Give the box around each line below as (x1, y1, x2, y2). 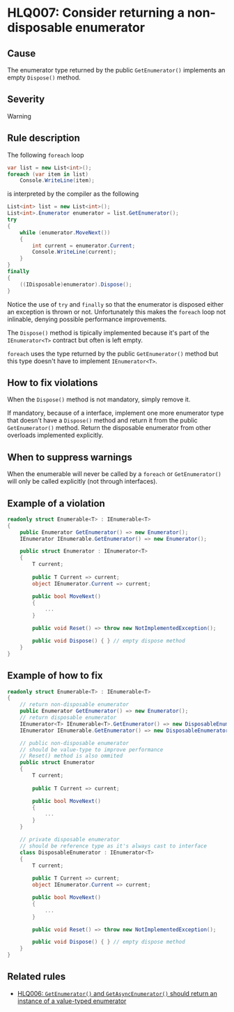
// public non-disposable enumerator (19, 739, 130, 746)
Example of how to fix (7, 670, 103, 682)
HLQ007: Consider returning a (7, 5, 185, 21)
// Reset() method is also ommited (19, 753, 123, 760)
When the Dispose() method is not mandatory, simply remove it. (7, 395, 191, 404)
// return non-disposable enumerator (19, 701, 130, 708)
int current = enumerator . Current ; (32, 242, 136, 249)
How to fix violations (7, 376, 98, 388)
